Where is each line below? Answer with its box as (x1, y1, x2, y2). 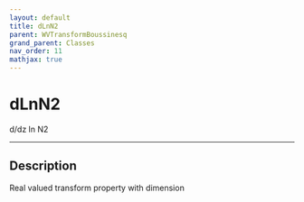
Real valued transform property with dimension (9, 182, 185, 193)
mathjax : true (9, 55, 63, 64)
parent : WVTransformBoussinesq (9, 30, 128, 39)
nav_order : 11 (9, 47, 63, 56)
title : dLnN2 (9, 22, 59, 31)
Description (9, 159, 77, 174)
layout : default (9, 13, 71, 23)
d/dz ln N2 (9, 124, 49, 134)
